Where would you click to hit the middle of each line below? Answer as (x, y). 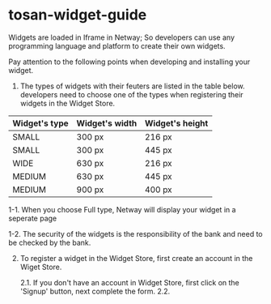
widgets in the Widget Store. (68, 103)
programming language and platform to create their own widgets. (117, 45)
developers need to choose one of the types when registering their (132, 94)
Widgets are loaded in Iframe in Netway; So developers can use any (121, 37)
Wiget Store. (41, 267)
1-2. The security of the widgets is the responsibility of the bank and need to (135, 233)
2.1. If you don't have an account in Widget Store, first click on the (130, 282)
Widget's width (107, 123)
